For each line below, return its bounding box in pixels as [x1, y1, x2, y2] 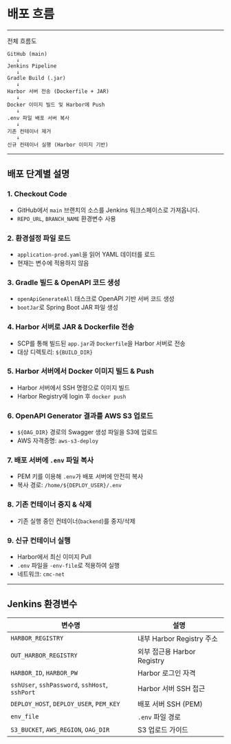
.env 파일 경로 [137, 712, 181, 721]
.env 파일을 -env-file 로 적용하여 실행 [16, 562, 120, 569]
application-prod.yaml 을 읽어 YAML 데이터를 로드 [16, 250, 156, 258]
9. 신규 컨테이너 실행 [7, 535, 71, 545]
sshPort [10, 688, 36, 696]
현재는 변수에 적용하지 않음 [16, 259, 89, 267]
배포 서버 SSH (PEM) [137, 699, 203, 709]
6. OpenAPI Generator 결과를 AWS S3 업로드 [7, 411, 153, 421]
